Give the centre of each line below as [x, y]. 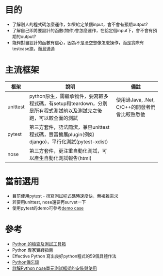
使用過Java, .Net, [135, 100]
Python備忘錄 [26, 262]
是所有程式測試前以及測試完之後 [66, 111]
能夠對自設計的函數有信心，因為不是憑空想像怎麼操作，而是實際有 [78, 42]
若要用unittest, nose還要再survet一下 [49, 202]
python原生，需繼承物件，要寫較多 [69, 96]
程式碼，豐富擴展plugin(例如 [62, 134]
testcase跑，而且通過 [33, 49]
